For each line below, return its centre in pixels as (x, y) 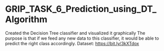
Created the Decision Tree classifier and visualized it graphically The (75, 33)
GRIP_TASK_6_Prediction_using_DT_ (81, 9)
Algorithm (26, 19)
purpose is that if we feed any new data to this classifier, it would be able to (82, 38)
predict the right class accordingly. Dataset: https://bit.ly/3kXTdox (72, 43)
